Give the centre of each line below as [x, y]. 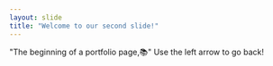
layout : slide [36, 17]
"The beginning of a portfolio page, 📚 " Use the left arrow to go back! [136, 52]
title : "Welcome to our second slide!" [84, 26]
